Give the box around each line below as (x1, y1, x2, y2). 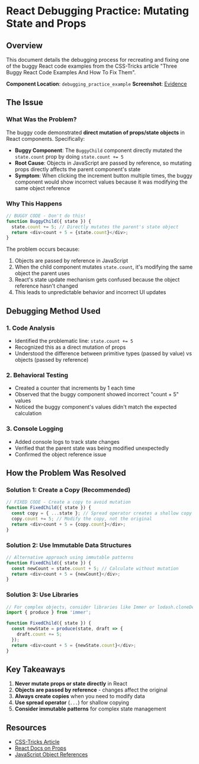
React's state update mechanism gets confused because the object (14, 276, 180, 283)
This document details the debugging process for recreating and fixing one (6, 56, 190, 63)
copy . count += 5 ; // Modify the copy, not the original (11, 516, 152, 522)
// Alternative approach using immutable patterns (6, 554, 134, 560)
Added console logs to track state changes (14, 438, 120, 445)
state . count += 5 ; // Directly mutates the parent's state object (11, 224, 179, 230)
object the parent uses (14, 270, 70, 277)
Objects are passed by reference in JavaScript (14, 257, 129, 264)
